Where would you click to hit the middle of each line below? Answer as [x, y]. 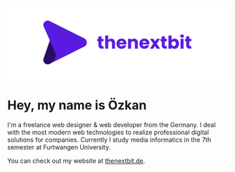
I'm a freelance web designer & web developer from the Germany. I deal [112, 124]
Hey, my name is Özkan [77, 106]
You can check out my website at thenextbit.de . [76, 161]
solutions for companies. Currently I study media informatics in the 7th [109, 140]
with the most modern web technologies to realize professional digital [108, 132]
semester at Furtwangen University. [59, 147]
